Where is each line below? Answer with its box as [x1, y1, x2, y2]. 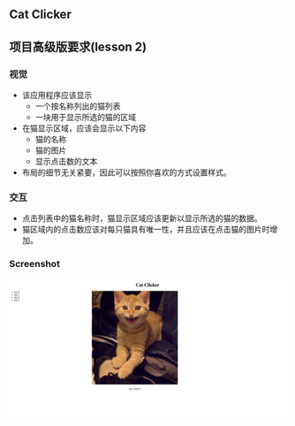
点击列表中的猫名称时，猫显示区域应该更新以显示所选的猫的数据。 [21, 213, 262, 224]
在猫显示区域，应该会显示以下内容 [21, 123, 147, 133]
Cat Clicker [9, 7, 72, 22]
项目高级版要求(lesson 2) [9, 39, 147, 54]
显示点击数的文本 [34, 156, 98, 167]
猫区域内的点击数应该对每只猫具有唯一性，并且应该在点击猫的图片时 [21, 224, 270, 235]
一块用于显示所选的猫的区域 [34, 112, 137, 123]
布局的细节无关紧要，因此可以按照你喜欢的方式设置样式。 [21, 167, 231, 178]
